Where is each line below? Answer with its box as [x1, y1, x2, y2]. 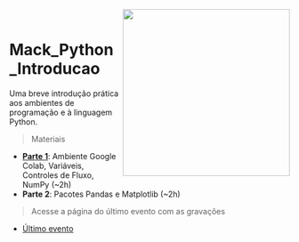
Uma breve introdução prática [9, 88, 119, 99]
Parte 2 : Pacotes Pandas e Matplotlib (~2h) [21, 189, 181, 199]
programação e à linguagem [9, 107, 113, 117]
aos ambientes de [9, 97, 75, 108]
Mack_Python [9, 40, 114, 60]
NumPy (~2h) [21, 179, 72, 190]
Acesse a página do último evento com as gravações [30, 206, 225, 216]
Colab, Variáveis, [21, 160, 85, 171]
